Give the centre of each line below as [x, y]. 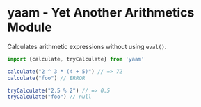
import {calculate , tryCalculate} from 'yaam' [76, 59]
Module [30, 27]
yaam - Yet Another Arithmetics [101, 13]
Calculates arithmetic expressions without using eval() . [87, 46]
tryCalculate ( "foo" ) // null [49, 97]
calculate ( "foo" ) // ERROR [46, 78]
